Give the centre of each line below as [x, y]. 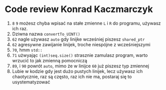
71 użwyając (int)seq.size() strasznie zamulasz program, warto [80, 55]
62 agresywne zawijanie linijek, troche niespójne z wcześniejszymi [81, 44]
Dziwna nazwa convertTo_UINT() [46, 34]
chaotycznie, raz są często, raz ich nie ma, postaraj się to [72, 76]
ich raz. [20, 28]
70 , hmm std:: [27, 50]
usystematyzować [31, 82]
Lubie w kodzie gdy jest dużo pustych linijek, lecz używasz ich [77, 71]
